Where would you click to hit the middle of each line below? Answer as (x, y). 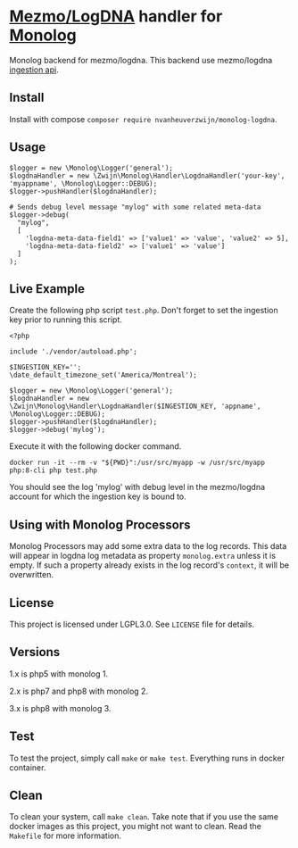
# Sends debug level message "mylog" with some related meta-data (135, 207)
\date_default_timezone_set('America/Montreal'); (103, 375)
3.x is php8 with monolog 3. (60, 708)
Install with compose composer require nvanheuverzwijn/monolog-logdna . (143, 119)
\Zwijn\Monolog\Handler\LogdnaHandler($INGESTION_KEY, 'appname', (135, 407)
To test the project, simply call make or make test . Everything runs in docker (147, 758)
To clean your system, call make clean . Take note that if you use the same (144, 817)
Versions (35, 652)
